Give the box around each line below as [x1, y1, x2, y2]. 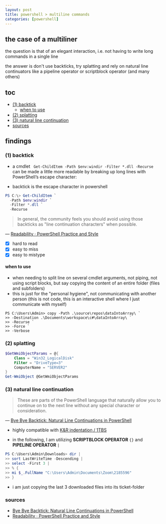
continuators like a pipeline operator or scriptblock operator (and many [5, 68, 150, 75]
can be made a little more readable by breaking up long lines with [12, 168, 146, 174]
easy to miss [12, 246, 39, 252]
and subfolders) [12, 285, 45, 291]
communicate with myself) [12, 301, 67, 307]
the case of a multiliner [5, 35, 78, 43]
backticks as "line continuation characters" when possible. [17, 221, 137, 227]
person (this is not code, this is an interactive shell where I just [12, 296, 140, 302]
